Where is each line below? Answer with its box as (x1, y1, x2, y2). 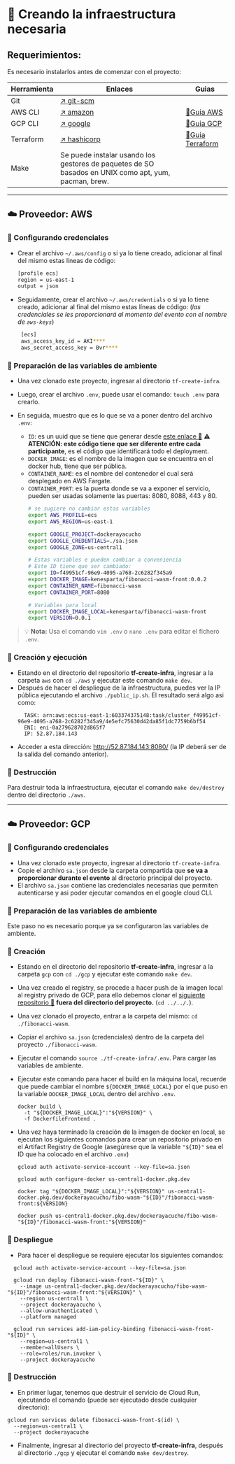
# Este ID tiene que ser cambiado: (27, 563, 131, 570)
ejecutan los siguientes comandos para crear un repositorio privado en (17, 1135, 222, 1144)
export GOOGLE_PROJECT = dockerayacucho (27, 531, 141, 538)
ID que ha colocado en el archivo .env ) (17, 1150, 129, 1158)
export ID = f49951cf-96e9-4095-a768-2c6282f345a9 (27, 569, 173, 576)
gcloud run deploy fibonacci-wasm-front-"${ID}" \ (13, 1277, 164, 1284)
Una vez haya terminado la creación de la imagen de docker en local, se (17, 1128, 225, 1136)
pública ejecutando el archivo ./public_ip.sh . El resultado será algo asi (17, 690, 224, 699)
